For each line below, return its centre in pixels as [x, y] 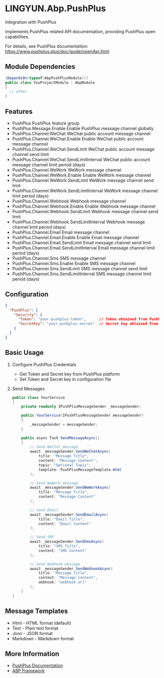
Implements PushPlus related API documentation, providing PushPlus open [80, 31]
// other [18, 92]
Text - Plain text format [35, 628]
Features [19, 111]
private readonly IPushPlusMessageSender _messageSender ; [81, 407]
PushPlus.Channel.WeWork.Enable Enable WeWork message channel [82, 175]
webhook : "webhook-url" [62, 582]
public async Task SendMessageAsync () [61, 438]
